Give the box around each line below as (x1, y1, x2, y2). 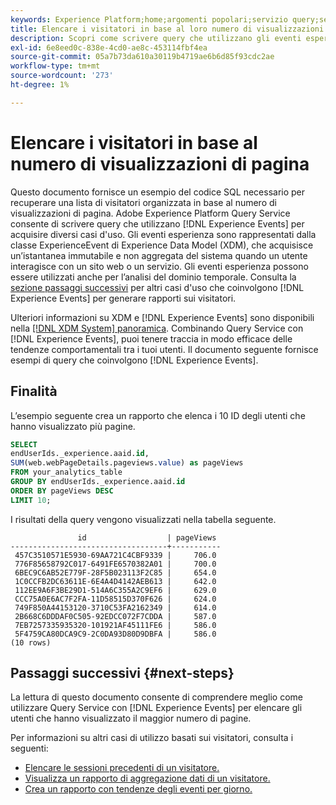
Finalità (10, 383, 58, 400)
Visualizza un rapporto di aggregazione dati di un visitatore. (24, 772, 271, 785)
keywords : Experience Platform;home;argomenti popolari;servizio (10, 14, 288, 25)
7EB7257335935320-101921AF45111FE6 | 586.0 (14, 620, 217, 630)
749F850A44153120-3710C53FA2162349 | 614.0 (14, 602, 217, 613)
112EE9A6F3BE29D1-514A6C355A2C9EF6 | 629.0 (14, 585, 217, 595)
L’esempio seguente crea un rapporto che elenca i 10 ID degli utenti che (10, 409, 306, 421)
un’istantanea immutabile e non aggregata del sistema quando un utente (10, 249, 308, 261)
